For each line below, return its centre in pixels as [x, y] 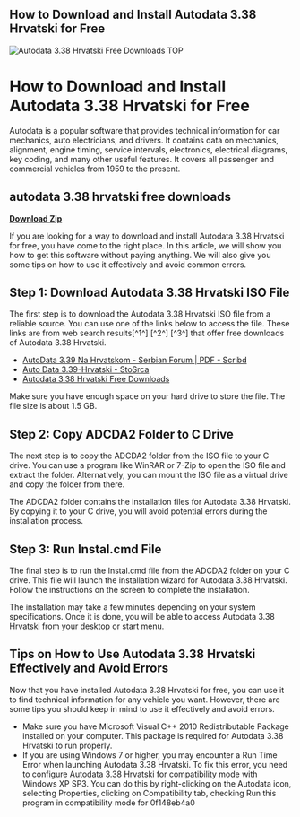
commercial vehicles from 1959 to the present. [95, 169]
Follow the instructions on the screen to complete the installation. [129, 590]
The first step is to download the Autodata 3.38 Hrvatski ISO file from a [140, 314]
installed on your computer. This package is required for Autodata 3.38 [153, 735]
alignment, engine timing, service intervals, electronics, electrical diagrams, [149, 149]
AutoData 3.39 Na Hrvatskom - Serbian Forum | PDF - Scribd [134, 360]
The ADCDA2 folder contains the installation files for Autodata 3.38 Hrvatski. [150, 502]
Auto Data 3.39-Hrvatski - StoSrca [86, 369]
